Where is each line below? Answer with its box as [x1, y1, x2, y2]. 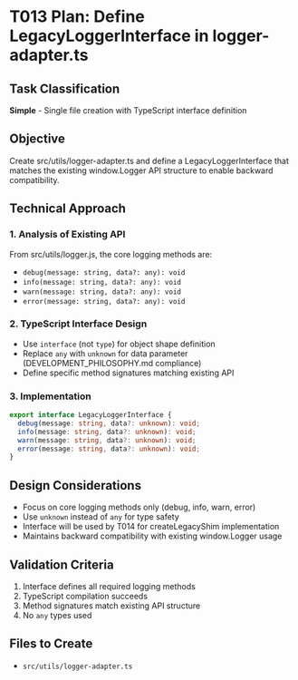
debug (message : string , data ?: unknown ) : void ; [17, 419, 201, 428]
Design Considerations [9, 478, 142, 493]
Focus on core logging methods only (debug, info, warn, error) [22, 501, 256, 513]
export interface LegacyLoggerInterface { [9, 411, 172, 420]
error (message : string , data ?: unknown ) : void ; [17, 444, 201, 453]
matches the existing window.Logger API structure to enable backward [9, 165, 274, 176]
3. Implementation [9, 390, 92, 403]
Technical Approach [9, 201, 127, 217]
